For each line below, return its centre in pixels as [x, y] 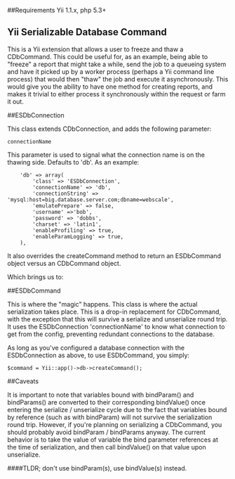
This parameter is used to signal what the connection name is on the [106, 155]
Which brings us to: [35, 276]
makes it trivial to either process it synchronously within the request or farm [116, 94]
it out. [16, 101]
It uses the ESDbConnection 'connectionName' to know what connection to [116, 326]
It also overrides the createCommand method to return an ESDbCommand [114, 255]
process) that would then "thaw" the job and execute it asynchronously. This [118, 79]
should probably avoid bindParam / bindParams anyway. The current [106, 432]
